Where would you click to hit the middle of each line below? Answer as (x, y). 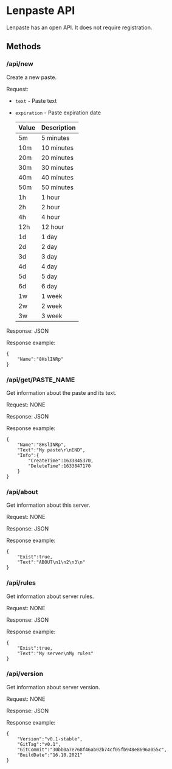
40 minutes (57, 177)
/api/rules (21, 583)
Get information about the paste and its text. (61, 392)
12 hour (53, 227)
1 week (52, 296)
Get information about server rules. (50, 596)
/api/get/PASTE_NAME (41, 380)
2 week (52, 306)
